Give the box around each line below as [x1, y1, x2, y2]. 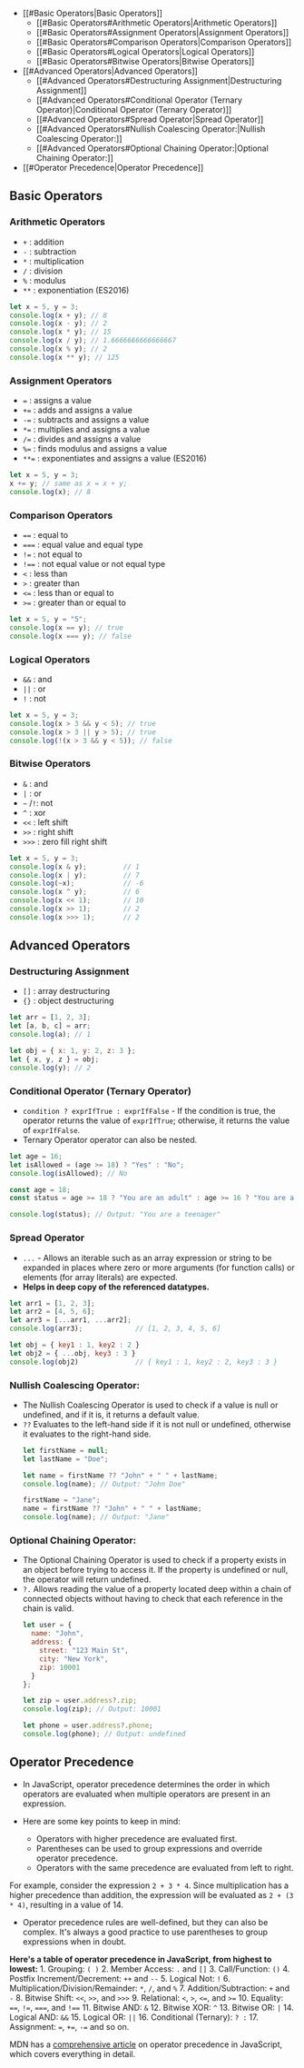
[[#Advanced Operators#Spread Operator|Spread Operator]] [35, 114, 264, 124]
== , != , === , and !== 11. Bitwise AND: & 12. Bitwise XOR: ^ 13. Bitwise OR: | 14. [9, 2002, 295, 2013]
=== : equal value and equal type [22, 540, 143, 551]
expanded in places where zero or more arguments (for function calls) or [22, 1262, 295, 1273]
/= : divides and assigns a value [22, 433, 142, 444]
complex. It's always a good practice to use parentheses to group [22, 1926, 269, 1937]
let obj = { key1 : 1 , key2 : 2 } [9, 1340, 141, 1350]
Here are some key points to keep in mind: [22, 1815, 181, 1826]
